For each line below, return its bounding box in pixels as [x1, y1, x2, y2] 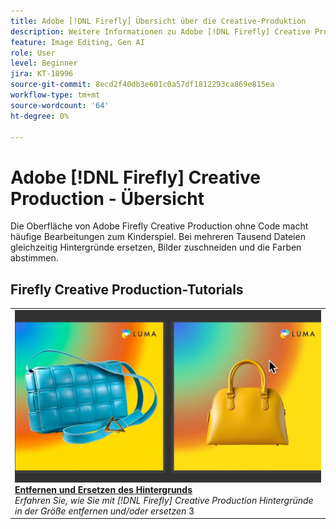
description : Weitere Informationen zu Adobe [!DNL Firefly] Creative [10, 26, 311, 37]
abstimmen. [10, 252, 59, 264]
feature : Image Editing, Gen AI [10, 37, 145, 47]
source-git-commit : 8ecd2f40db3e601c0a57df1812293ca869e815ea [10, 80, 275, 90]
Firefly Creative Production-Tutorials [10, 281, 244, 298]
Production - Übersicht [10, 187, 205, 210]
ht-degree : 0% [10, 111, 70, 121]
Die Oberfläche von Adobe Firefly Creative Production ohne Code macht [10, 220, 309, 232]
